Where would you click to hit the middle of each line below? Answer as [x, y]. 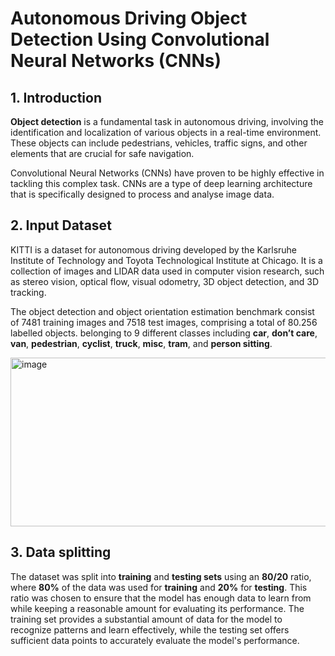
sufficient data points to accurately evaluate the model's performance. [155, 640]
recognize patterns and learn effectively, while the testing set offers [150, 629]
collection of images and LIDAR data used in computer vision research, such [167, 271]
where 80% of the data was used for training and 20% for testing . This [159, 587]
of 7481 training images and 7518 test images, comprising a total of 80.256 [164, 322]
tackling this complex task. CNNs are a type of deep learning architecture [161, 183]
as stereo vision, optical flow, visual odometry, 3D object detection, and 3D [165, 281]
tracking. [28, 292]
